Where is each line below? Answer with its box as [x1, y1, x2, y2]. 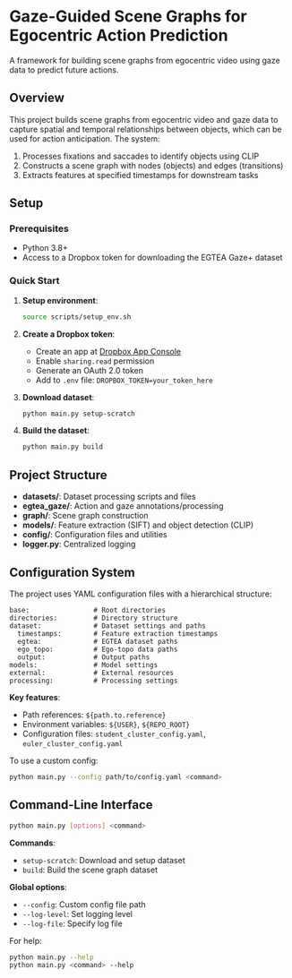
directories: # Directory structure [9, 613, 178, 622]
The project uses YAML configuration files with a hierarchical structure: [9, 588, 272, 599]
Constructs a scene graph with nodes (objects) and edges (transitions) [21, 159, 284, 171]
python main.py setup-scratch [21, 409, 136, 418]
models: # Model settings [9, 660, 159, 669]
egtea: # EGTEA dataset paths [17, 637, 178, 646]
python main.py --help [9, 952, 94, 962]
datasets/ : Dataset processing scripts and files [21, 491, 196, 502]
